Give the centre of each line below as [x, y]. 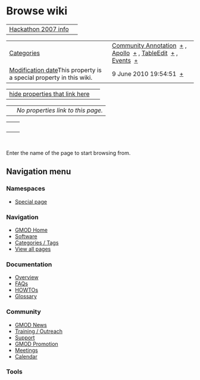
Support [25, 337]
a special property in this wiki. [51, 77]
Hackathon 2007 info [39, 29]
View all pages [33, 249]
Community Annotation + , [149, 45]
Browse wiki [37, 11]
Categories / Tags [37, 242]
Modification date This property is [56, 70]
